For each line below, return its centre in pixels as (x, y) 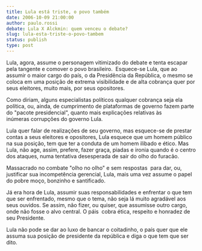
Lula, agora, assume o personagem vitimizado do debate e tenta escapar (97, 62)
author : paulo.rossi (32, 23)
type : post (20, 46)
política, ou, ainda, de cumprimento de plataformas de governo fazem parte (100, 106)
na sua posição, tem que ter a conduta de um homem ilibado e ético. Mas (97, 143)
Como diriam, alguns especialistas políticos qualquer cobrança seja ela (94, 99)
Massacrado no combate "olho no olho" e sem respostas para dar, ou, (94, 168)
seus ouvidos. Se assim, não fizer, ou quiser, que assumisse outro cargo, (97, 205)
